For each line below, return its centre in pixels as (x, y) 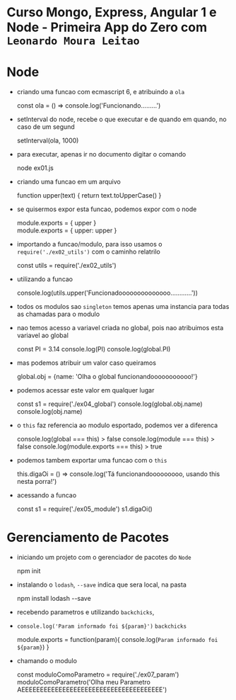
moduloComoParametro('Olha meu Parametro (84, 682)
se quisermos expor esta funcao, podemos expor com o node (107, 209)
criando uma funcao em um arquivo (69, 182)
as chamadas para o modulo (58, 314)
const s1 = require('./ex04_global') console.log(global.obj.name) (110, 404)
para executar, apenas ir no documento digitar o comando (101, 154)
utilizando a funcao (45, 279)
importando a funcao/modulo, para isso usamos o (89, 244)
